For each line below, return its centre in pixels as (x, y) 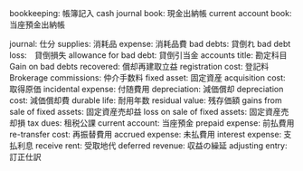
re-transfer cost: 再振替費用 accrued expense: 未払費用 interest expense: (146, 134)
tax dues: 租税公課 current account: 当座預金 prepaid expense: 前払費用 (161, 123)
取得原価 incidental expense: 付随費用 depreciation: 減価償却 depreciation (147, 89)
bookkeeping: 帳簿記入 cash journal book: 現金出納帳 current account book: (151, 13)
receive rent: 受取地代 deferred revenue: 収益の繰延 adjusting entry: (161, 146)
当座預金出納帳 (37, 24)
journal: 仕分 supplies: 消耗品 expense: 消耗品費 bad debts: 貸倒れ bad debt (150, 44)
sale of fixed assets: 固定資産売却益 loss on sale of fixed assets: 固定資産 (145, 112)
